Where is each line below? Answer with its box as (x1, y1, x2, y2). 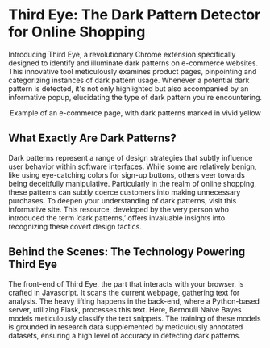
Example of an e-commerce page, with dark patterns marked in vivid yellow (9, 107, 262, 118)
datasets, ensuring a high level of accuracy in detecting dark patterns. (8, 330, 242, 340)
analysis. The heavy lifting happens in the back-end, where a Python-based (8, 296, 260, 306)
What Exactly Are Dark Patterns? (8, 132, 177, 145)
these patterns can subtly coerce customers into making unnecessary (8, 187, 241, 197)
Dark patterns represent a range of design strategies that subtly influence (8, 153, 253, 162)
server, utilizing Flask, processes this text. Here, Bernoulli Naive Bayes (8, 304, 242, 314)
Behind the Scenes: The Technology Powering (8, 245, 246, 259)
